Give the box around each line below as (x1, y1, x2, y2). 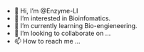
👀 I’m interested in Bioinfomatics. (14, 14, 111, 22)
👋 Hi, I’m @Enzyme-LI (14, 7, 78, 15)
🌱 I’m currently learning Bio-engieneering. (14, 22, 138, 30)
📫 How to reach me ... (14, 37, 81, 45)
